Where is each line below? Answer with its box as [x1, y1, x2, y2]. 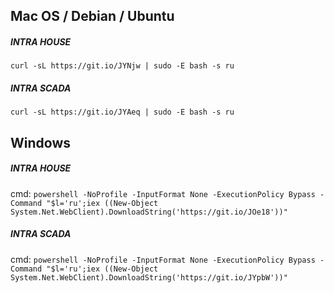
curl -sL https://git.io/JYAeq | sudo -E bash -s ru [10, 107, 235, 118]
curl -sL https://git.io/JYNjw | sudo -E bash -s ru [10, 61, 235, 71]
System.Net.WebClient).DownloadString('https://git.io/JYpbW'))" [10, 272, 288, 283]
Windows [10, 134, 71, 151]
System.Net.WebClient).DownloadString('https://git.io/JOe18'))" [10, 207, 288, 217]
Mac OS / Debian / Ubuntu [10, 8, 175, 25]
